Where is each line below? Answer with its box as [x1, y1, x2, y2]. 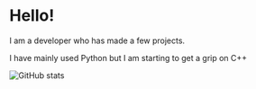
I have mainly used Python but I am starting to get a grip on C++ [9, 52, 248, 63]
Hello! [9, 5, 55, 26]
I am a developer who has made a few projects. [9, 35, 186, 46]
